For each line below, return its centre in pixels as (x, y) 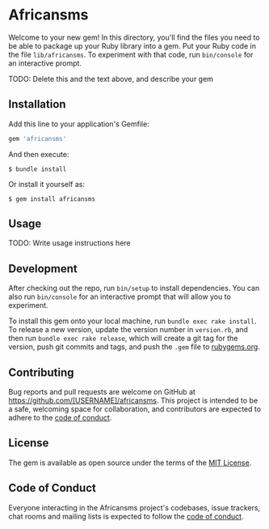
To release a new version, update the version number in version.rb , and (128, 330)
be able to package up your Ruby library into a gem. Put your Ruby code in (132, 45)
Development (43, 269)
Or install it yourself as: (46, 184)
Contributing (41, 372)
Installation (37, 104)
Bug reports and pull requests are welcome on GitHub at (102, 392)
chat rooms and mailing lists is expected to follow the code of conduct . (126, 516)
